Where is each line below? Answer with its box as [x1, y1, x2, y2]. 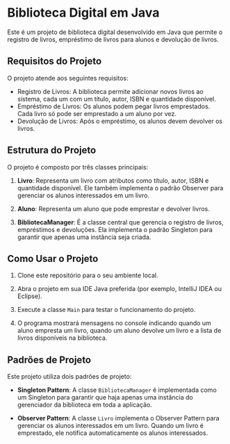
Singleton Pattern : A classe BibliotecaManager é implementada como [17, 386, 217, 394]
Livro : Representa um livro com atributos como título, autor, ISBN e [17, 176, 209, 185]
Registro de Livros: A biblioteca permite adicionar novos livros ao [17, 87, 204, 95]
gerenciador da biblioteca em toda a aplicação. [17, 401, 153, 409]
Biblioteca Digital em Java [7, 5, 160, 21]
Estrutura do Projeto [7, 145, 97, 156]
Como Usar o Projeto [7, 252, 99, 265]
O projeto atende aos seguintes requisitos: [7, 74, 129, 82]
